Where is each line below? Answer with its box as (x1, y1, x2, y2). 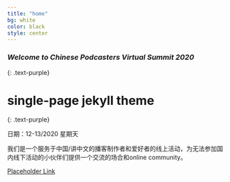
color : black (7, 23, 45, 30)
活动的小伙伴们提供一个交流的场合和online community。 (25, 154, 187, 162)
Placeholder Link (7, 167, 56, 176)
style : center (7, 29, 49, 37)
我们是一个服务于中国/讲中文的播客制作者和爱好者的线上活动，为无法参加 (7, 144, 217, 153)
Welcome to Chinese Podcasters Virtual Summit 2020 (7, 53, 194, 63)
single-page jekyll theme (7, 92, 155, 108)
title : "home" (7, 10, 49, 17)
